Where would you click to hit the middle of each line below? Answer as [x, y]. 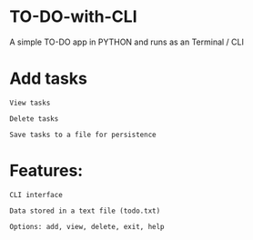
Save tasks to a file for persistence [83, 135]
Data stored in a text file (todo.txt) [85, 211]
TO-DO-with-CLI [74, 17]
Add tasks [49, 79]
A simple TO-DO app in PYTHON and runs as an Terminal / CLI [126, 42]
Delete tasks [34, 119]
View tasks [30, 103]
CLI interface [36, 195]
